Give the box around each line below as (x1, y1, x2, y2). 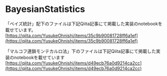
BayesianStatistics (5, 3, 85, 15)
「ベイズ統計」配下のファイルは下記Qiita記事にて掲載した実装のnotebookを (5, 20, 162, 26)
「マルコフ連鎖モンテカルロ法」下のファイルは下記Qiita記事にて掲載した (5, 48, 156, 54)
